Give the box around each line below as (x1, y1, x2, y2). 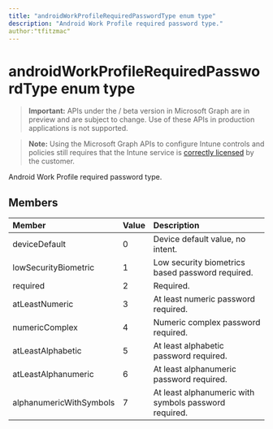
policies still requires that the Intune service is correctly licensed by (28, 148, 254, 158)
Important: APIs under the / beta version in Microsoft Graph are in (28, 106, 250, 116)
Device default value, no (153, 233, 246, 245)
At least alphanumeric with (153, 387, 255, 398)
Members (8, 196, 58, 210)
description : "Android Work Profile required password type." (8, 19, 223, 28)
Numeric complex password (153, 317, 261, 328)
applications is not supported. (28, 123, 128, 133)
